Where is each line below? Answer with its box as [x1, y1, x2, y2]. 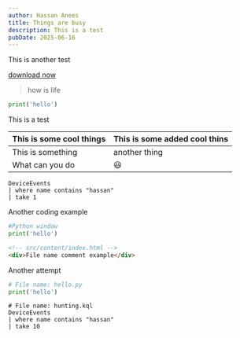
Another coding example [8, 208, 88, 217]
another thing [113, 147, 164, 158]
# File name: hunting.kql [8, 302, 93, 310]
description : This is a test [8, 26, 104, 34]
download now [8, 70, 57, 79]
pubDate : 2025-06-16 [8, 33, 76, 42]
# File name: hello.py [8, 281, 83, 288]
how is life [27, 86, 61, 95]
